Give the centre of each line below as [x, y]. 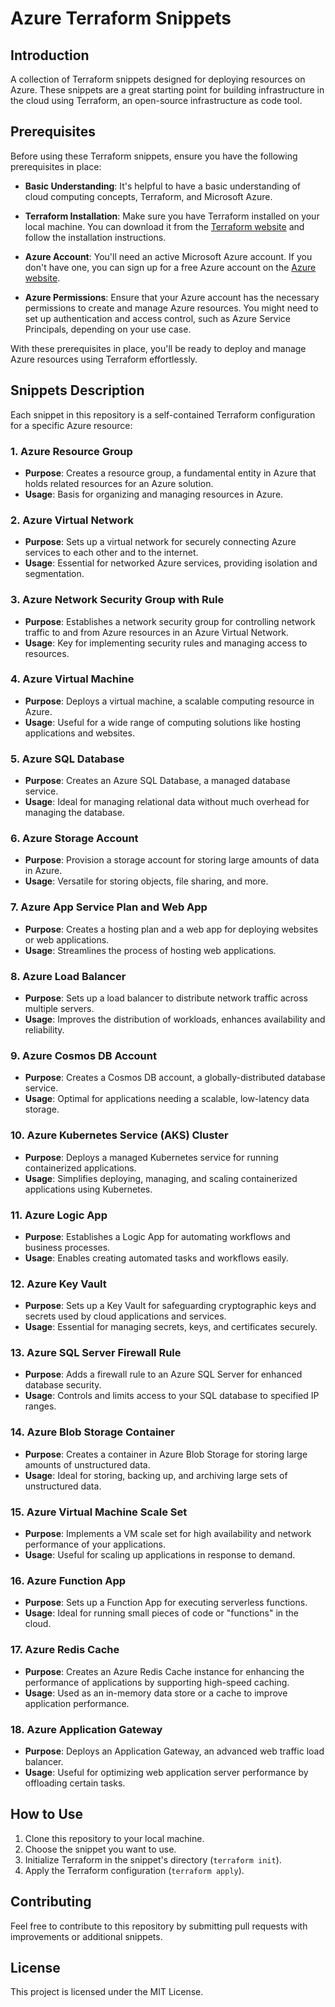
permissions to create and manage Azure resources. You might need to [171, 308]
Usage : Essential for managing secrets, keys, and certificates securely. [171, 1327]
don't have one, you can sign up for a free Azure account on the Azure [170, 267]
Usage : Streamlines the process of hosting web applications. [150, 950]
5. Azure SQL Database [67, 759]
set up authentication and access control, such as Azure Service [157, 318]
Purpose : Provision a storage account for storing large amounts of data [172, 860]
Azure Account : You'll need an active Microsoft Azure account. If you [168, 256]
